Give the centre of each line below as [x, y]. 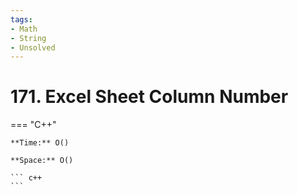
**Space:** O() [42, 161]
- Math [24, 29]
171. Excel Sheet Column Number [149, 97]
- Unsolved [33, 47]
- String [28, 38]
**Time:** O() [40, 143]
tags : [21, 19]
